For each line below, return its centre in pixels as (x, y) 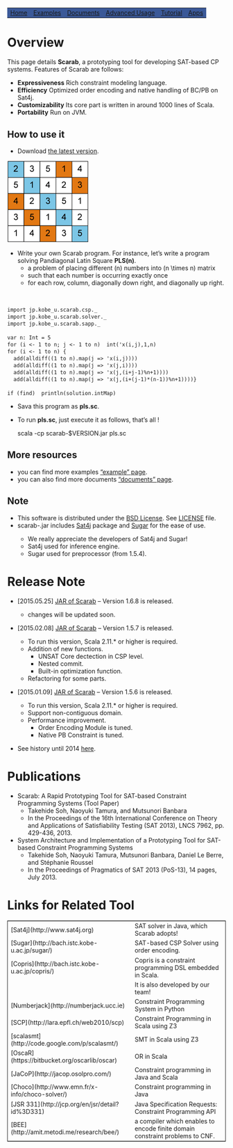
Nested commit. (61, 663)
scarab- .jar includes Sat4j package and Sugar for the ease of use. (111, 525)
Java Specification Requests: (176, 1104)
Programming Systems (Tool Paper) (68, 803)
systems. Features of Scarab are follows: (66, 70)
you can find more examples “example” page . (82, 472)
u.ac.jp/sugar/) (32, 950)
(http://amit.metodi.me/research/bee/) (65, 1132)
